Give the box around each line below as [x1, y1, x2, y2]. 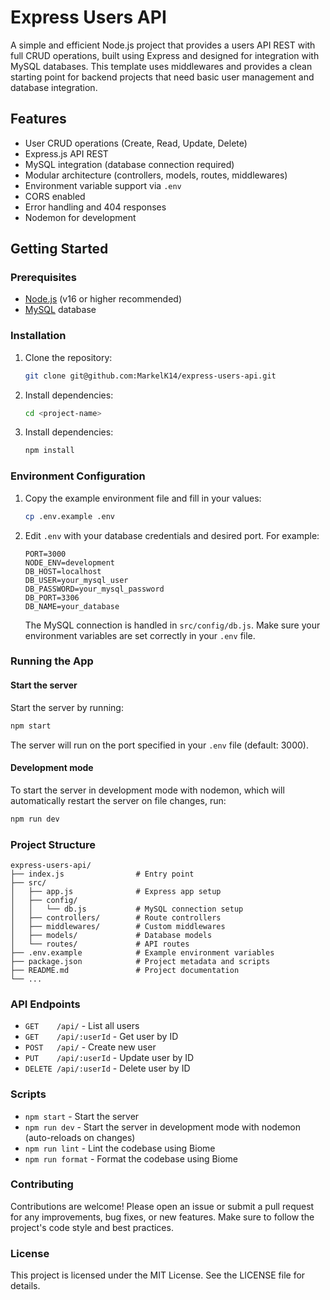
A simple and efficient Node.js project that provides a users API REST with [10, 39, 316, 51]
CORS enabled [24, 190, 86, 202]
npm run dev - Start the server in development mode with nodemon [24, 1121, 302, 1133]
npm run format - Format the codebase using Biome [24, 1152, 238, 1165]
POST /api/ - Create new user [24, 1041, 157, 1053]
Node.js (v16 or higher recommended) [24, 293, 182, 305]
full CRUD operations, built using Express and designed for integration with [10, 49, 320, 61]
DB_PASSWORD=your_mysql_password [24, 584, 165, 594]
